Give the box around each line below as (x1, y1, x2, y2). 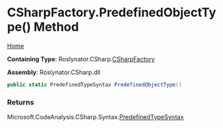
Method (34, 19, 79, 35)
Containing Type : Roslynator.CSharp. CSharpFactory (7, 54, 155, 63)
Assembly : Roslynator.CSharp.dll (7, 68, 101, 76)
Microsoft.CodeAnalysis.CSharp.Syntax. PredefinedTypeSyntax (7, 113, 184, 121)
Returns (7, 97, 34, 107)
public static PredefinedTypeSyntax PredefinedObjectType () (7, 81, 183, 88)
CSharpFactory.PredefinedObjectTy (7, 5, 217, 20)
